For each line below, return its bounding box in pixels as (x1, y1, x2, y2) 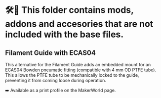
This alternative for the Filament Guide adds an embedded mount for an (5, 62, 151, 67)
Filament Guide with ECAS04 (5, 49, 96, 57)
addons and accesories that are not (5, 18, 154, 30)
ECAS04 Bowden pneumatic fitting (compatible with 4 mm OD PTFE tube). (5, 67, 157, 73)
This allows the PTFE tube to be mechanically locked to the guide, (5, 72, 139, 78)
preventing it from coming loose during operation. (5, 78, 106, 83)
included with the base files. (5, 29, 124, 40)
